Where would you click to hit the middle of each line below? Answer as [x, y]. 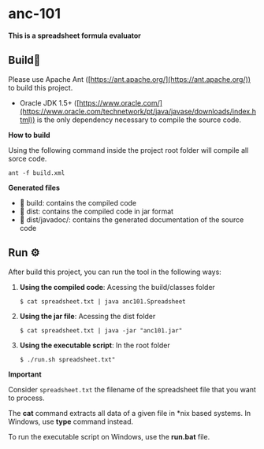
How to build [29, 135]
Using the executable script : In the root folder [95, 345]
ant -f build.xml [37, 173]
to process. [26, 398]
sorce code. [28, 158]
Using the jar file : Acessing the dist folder [87, 316]
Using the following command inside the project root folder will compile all [128, 150]
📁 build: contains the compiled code [78, 202]
